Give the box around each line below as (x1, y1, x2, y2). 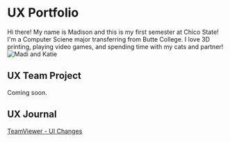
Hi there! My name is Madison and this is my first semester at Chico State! (7, 28, 219, 36)
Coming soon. (7, 88, 47, 96)
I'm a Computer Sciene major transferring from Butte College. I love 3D (7, 35, 211, 43)
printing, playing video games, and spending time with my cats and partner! (7, 42, 224, 51)
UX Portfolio (7, 5, 79, 21)
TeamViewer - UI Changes (7, 127, 83, 135)
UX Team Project (7, 70, 82, 82)
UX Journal (7, 109, 57, 121)
